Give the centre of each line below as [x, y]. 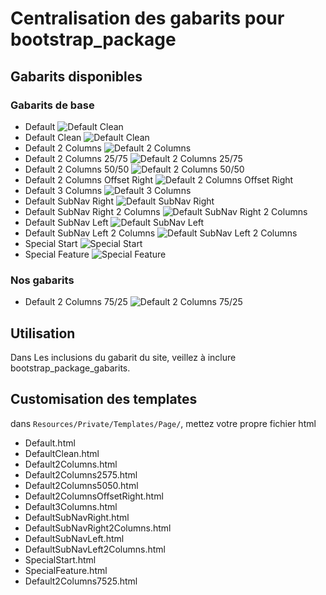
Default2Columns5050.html [81, 485]
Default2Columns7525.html [81, 581]
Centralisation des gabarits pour [147, 18]
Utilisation [43, 333]
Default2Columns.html [71, 464]
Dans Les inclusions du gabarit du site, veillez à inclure [123, 357]
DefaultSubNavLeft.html [74, 538]
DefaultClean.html [62, 453]
